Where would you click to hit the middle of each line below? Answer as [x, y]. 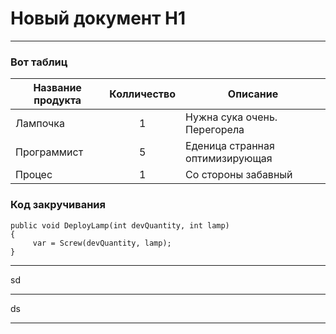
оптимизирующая [229, 159]
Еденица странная [230, 146]
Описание [253, 94]
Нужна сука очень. [231, 117]
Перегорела [215, 130]
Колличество [143, 94]
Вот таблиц [39, 62]
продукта [57, 100]
